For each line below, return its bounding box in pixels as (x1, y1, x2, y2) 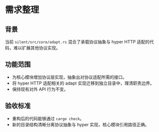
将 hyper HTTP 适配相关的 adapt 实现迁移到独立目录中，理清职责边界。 (12, 80, 155, 86)
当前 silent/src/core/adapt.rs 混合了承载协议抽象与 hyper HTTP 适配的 (5, 39, 150, 44)
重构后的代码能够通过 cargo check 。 (12, 116, 84, 121)
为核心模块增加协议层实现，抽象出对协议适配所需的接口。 (12, 74, 127, 80)
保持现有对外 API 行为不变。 (12, 86, 69, 92)
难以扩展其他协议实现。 (13, 45, 61, 51)
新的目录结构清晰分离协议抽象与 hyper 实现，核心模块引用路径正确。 (12, 121, 149, 127)
